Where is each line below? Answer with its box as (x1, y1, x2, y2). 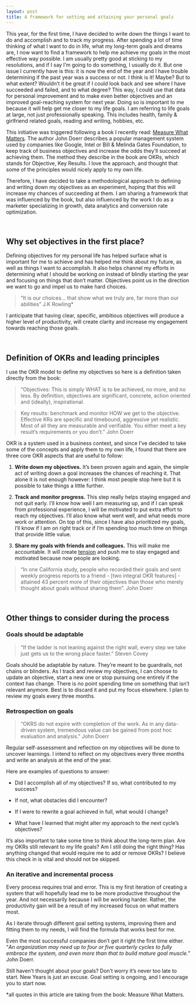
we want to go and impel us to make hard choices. (6, 283, 128, 290)
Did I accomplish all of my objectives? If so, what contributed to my (14, 779, 177, 786)
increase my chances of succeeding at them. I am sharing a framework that (6, 190, 188, 197)
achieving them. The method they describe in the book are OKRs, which (6, 153, 180, 160)
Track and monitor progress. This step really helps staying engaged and (14, 494, 191, 501)
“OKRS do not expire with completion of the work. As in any (20, 721, 164, 728)
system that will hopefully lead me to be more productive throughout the (6, 890, 180, 897)
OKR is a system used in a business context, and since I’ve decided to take (6, 440, 187, 447)
